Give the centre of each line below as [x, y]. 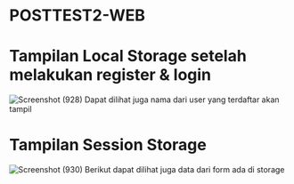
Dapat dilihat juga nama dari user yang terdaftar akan [182, 100]
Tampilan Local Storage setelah [128, 56]
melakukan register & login [110, 75]
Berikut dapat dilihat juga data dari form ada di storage [184, 170]
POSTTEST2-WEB [77, 16]
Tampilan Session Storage [108, 145]
